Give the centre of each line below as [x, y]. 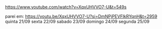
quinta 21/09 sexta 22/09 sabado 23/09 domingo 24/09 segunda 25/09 [77, 22]
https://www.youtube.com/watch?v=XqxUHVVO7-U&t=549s [66, 7]
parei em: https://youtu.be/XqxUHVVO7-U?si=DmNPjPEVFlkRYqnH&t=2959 [81, 16]
